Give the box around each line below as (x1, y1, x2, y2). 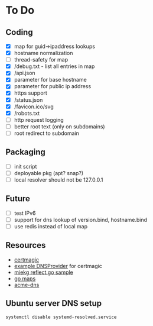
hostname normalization (14, 50, 73, 57)
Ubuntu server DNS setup (5, 298, 102, 308)
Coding (5, 27, 33, 37)
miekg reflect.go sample (14, 269, 73, 276)
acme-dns (14, 281, 40, 288)
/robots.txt (14, 109, 40, 117)
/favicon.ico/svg (14, 103, 54, 110)
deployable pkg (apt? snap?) (14, 169, 84, 176)
